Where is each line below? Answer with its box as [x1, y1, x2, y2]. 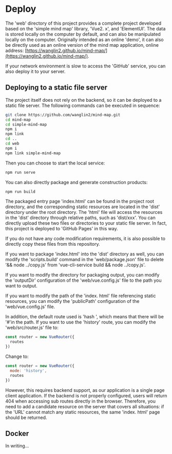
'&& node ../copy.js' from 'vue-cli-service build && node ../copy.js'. [5, 262, 146, 268]
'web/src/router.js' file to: [5, 324, 59, 331]
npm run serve [5, 170, 36, 175]
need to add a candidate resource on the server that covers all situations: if [5, 403, 164, 409]
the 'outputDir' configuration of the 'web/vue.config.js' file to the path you [5, 277, 162, 283]
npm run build [5, 189, 36, 194]
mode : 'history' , [10, 368, 47, 373]
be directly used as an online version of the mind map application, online [5, 42, 159, 48]
